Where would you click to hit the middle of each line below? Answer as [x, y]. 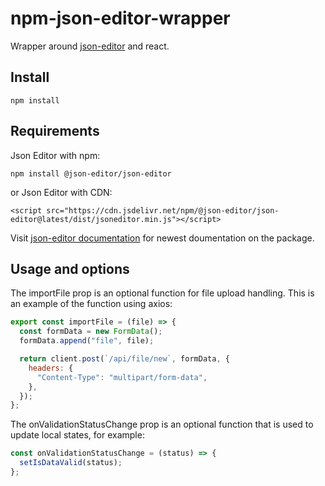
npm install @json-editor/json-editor [91, 173]
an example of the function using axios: [91, 304]
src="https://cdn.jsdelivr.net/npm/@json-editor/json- [163, 210]
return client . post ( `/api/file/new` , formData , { [124, 359]
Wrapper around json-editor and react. [90, 46]
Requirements [55, 131]
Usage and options [70, 268]
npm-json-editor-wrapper [120, 18]
